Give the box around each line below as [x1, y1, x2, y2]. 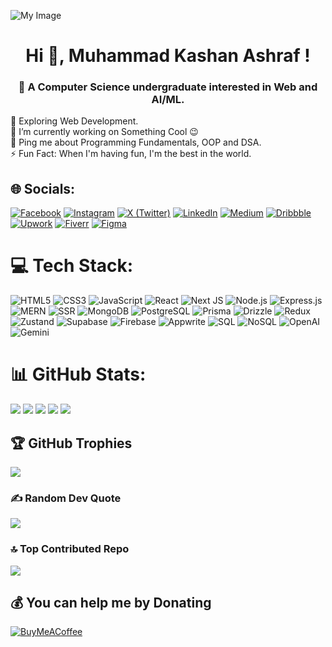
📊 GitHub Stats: [10, 363, 147, 386]
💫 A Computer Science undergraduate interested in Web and [18, 80, 318, 94]
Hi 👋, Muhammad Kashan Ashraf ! [25, 45, 311, 67]
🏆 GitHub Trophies [10, 435, 133, 452]
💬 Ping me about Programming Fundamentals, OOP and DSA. [10, 136, 262, 149]
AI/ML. [151, 93, 185, 107]
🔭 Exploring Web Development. [10, 115, 139, 127]
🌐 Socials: [10, 180, 76, 197]
